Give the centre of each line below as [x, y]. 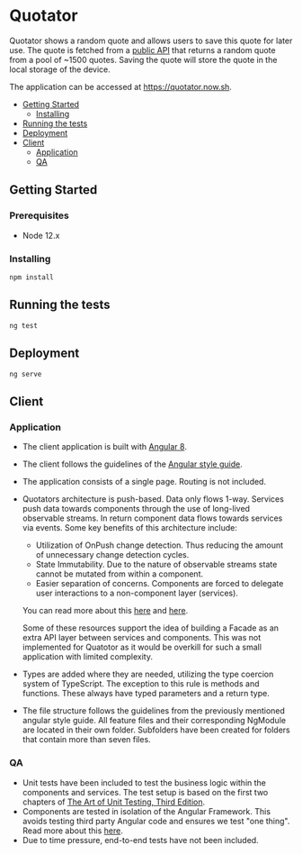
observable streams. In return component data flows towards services [152, 518]
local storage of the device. [60, 69]
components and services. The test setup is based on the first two [145, 792]
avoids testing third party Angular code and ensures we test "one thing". [156, 821]
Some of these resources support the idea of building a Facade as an [151, 628]
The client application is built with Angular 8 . [104, 447]
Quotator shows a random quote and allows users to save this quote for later [151, 41]
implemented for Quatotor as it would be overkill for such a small [142, 647]
